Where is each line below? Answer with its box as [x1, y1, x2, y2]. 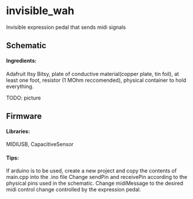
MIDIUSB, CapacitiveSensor [6, 141, 74, 148]
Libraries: [6, 128, 31, 135]
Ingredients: [6, 57, 37, 64]
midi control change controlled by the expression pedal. [6, 186, 141, 193]
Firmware [6, 111, 42, 121]
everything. [6, 82, 34, 89]
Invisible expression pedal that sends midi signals [6, 24, 127, 31]
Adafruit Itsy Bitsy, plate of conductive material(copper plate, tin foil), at [6, 70, 179, 77]
